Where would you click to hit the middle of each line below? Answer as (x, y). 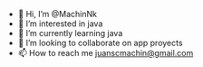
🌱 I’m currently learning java (70, 33)
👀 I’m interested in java (60, 24)
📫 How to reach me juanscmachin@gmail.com (106, 53)
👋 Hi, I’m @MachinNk (58, 14)
